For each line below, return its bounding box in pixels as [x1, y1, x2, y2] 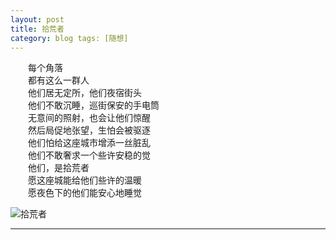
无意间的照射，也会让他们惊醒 [28, 112, 151, 124]
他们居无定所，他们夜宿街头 [28, 87, 142, 99]
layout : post [10, 14, 65, 25]
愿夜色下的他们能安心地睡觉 [28, 187, 142, 199]
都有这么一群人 [28, 74, 90, 86]
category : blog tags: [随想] [10, 33, 129, 43]
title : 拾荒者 [10, 24, 65, 34]
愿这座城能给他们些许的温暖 [28, 174, 142, 186]
